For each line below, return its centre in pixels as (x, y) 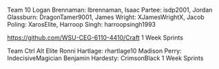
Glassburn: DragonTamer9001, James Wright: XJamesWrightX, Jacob (106, 17)
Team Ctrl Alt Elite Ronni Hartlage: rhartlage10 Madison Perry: (94, 51)
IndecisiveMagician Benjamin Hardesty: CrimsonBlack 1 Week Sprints (105, 58)
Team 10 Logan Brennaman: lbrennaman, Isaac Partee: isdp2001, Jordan (110, 10)
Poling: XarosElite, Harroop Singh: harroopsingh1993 (82, 24)
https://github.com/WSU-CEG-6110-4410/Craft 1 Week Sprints (95, 38)
